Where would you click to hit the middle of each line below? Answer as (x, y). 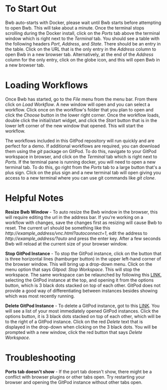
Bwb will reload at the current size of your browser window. (66, 243)
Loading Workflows (47, 85)
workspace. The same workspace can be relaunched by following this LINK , (83, 274)
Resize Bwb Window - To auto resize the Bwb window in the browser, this (81, 212)
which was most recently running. (40, 296)
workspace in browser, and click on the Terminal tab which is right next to (81, 156)
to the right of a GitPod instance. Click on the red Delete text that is (74, 321)
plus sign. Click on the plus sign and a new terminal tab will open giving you (83, 172)
